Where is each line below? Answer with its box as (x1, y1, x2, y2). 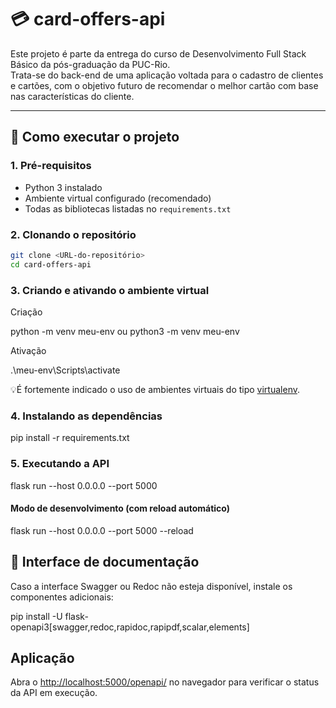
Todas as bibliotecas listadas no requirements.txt (24, 202, 232, 215)
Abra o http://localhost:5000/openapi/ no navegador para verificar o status (10, 676, 320, 688)
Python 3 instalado (24, 181, 103, 193)
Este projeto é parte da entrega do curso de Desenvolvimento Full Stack (10, 47, 307, 60)
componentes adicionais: (10, 591, 114, 603)
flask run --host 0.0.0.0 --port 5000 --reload (10, 524, 194, 536)
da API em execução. (10, 687, 98, 699)
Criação (10, 306, 43, 318)
